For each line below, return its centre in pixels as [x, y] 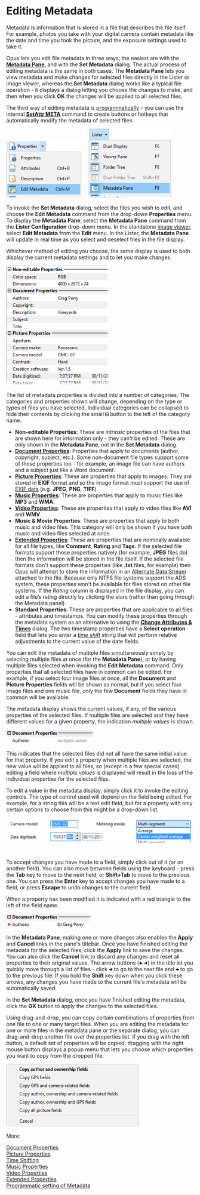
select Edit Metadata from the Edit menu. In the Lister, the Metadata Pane [98, 233]
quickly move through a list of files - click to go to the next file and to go [100, 969]
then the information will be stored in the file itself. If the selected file [99, 559]
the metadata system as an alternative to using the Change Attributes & [103, 622]
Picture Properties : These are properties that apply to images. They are [103, 476]
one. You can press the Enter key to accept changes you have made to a [96, 881]
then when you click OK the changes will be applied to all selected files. [95, 96]
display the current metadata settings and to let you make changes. [89, 257]
